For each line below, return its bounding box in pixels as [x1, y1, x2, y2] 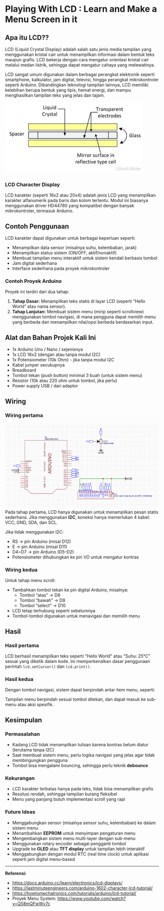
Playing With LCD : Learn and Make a [5, 3, 157, 15]
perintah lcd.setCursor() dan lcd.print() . [5, 663, 91, 669]
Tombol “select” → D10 [19, 603, 66, 608]
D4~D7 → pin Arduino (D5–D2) [12, 549, 74, 555]
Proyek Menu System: [12, 895, 57, 901]
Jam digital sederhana [12, 260, 57, 266]
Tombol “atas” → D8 [19, 592, 61, 598]
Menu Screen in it [5, 14, 78, 25]
